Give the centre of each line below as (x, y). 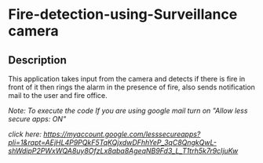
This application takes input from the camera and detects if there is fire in (127, 79)
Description (37, 60)
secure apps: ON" (37, 119)
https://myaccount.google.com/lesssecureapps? (122, 134)
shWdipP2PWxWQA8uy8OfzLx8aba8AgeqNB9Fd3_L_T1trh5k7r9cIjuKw (123, 151)
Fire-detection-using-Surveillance (123, 14)
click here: (25, 134)
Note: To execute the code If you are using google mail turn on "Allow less (128, 110)
